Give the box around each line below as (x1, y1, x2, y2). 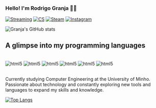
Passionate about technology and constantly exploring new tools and (5, 81, 151, 88)
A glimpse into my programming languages (5, 41, 146, 50)
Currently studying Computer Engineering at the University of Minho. (5, 76, 151, 82)
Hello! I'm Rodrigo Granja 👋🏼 (5, 5, 77, 12)
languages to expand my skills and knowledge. (5, 87, 104, 93)
